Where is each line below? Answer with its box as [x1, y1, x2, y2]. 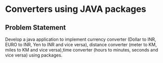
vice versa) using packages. [5, 52, 63, 58]
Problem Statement [5, 23, 66, 32]
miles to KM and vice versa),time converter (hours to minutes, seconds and [5, 47, 158, 53]
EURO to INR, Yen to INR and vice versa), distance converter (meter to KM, [5, 42, 157, 48]
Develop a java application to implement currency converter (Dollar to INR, [5, 36, 157, 42]
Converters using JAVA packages [5, 3, 147, 15]
